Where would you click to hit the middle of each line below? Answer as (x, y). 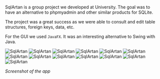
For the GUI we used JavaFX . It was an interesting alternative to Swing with (80, 37)
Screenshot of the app (28, 71)
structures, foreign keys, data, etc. (40, 27)
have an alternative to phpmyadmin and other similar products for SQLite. (79, 12)
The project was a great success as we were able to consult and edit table (80, 22)
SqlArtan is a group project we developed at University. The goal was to (78, 7)
